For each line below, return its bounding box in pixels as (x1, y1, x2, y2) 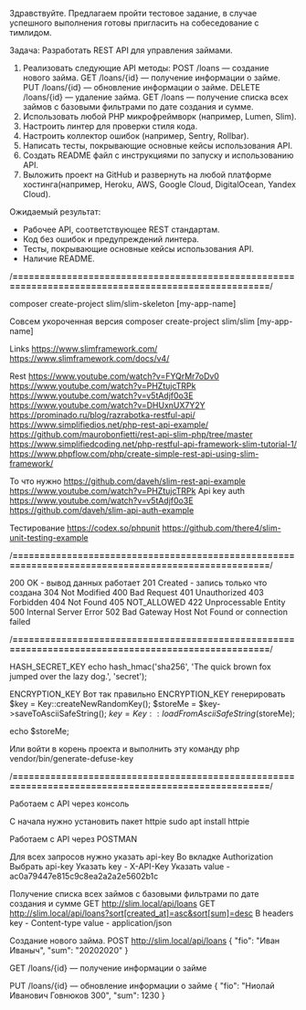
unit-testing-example (9, 532, 89, 542)
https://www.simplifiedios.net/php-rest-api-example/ (9, 419, 209, 430)
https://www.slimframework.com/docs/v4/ (9, 353, 170, 363)
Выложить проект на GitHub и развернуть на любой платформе (22, 169, 272, 180)
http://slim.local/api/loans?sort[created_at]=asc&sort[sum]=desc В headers (9, 908, 294, 919)
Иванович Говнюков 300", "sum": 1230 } (9, 990, 166, 1001)
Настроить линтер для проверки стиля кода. (22, 121, 198, 132)
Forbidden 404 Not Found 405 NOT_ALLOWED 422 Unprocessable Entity (9, 597, 286, 607)
